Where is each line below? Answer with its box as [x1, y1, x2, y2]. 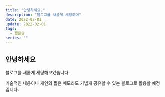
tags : [5, 26, 17, 31]
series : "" [5, 36, 28, 41]
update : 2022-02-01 [5, 21, 46, 27]
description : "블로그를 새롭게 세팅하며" [5, 12, 82, 17]
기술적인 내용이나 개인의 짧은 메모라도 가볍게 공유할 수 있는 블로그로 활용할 [5, 80, 151, 86]
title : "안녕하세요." [5, 7, 45, 13]
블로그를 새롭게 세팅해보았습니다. [5, 69, 70, 75]
